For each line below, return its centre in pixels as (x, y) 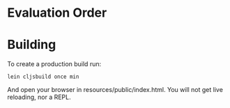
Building (32, 45)
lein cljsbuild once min (43, 77)
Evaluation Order (57, 13)
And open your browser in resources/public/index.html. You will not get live (115, 90)
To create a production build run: (54, 64)
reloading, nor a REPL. (39, 97)
